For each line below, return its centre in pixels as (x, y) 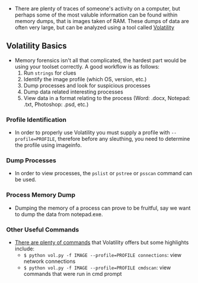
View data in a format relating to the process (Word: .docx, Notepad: (107, 98)
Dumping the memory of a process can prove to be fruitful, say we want (103, 208)
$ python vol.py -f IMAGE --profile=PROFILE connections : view (103, 255)
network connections (49, 261)
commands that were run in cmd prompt (73, 274)
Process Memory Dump (41, 195)
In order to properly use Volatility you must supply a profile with (92, 133)
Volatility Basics (36, 46)
